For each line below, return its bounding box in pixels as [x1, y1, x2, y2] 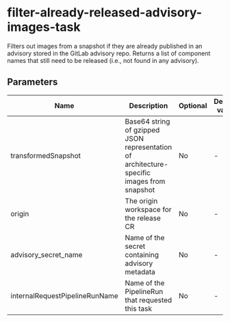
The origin [125, 196, 158, 206]
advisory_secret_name [10, 250, 83, 259]
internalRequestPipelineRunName [10, 291, 118, 300]
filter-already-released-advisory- [7, 5, 203, 21]
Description [129, 100, 168, 110]
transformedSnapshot [10, 150, 81, 160]
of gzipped [125, 125, 160, 135]
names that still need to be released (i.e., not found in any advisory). [7, 56, 200, 64]
